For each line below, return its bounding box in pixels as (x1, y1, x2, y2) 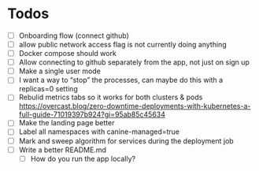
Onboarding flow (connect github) (18, 31, 129, 40)
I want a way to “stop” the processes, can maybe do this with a (18, 76, 224, 85)
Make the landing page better (18, 118, 115, 128)
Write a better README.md (18, 145, 107, 154)
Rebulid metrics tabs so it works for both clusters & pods (18, 92, 203, 102)
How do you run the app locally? (30, 154, 135, 163)
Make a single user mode (18, 66, 102, 76)
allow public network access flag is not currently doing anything (18, 40, 227, 49)
